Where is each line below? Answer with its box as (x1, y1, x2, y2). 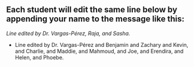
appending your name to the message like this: (6, 14, 184, 24)
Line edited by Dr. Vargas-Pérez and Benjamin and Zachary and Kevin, (14, 41, 189, 48)
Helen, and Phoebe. (14, 53, 64, 61)
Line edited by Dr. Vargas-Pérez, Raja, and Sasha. (6, 30, 131, 37)
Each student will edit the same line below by (6, 5, 178, 15)
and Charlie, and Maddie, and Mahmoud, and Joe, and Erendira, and (14, 47, 184, 55)
